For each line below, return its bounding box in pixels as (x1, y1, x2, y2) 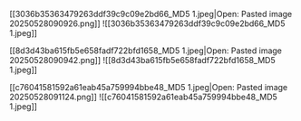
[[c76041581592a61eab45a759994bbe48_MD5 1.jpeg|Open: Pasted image (9, 82, 288, 92)
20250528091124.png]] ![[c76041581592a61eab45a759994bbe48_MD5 (9, 91, 278, 102)
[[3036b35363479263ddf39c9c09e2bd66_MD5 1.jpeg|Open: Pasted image (9, 9, 293, 19)
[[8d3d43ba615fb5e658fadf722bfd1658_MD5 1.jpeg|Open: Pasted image (9, 45, 283, 56)
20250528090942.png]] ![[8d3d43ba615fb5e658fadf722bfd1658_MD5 (9, 55, 277, 65)
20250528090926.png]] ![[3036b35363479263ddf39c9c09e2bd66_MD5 (9, 18, 286, 29)
